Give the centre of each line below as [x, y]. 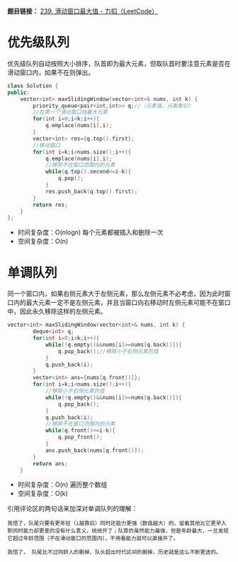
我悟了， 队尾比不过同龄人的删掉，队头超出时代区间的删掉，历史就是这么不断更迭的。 [114, 552]
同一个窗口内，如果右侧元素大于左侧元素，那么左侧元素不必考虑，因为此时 [116, 293]
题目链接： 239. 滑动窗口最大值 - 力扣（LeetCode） [83, 11]
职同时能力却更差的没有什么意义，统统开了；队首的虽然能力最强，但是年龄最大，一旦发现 [118, 531]
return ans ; [51, 464]
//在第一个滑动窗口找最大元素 [70, 112]
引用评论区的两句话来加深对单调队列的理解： [73, 509]
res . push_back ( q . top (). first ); [91, 191]
